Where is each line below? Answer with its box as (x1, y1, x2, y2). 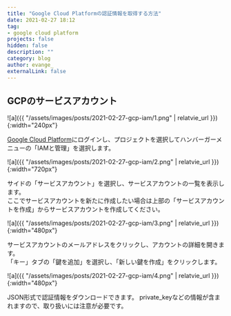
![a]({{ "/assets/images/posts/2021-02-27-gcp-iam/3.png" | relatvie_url (7, 219, 210, 228)
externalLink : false (7, 68, 67, 75)
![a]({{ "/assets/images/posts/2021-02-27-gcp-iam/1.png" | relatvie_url (7, 114, 209, 122)
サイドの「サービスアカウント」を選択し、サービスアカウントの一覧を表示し (7, 179, 225, 188)
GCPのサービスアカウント (7, 95, 117, 107)
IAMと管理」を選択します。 (37, 144, 115, 152)
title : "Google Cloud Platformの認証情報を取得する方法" (7, 10, 162, 17)
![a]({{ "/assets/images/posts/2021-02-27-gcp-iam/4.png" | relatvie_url (7, 272, 210, 280)
